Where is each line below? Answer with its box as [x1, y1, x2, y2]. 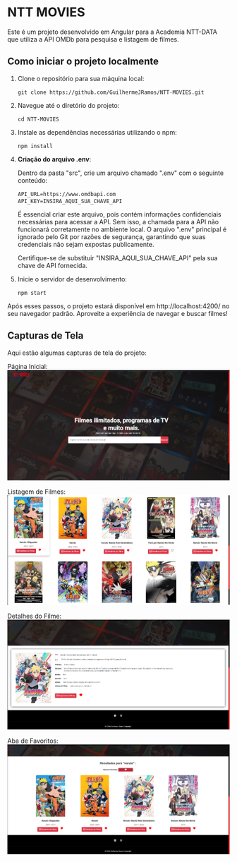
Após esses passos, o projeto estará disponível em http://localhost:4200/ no [7, 301, 230, 310]
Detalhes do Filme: [7, 612, 62, 621]
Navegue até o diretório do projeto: [17, 101, 120, 109]
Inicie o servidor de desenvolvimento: [17, 274, 127, 283]
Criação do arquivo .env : [17, 154, 92, 163]
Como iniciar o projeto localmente [7, 56, 159, 68]
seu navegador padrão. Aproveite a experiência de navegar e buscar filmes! [7, 309, 228, 317]
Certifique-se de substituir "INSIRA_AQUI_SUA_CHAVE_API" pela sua [17, 253, 218, 262]
